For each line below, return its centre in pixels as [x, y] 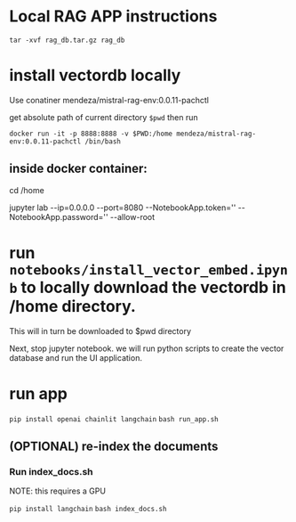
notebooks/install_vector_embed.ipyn [149, 269]
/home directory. [72, 306]
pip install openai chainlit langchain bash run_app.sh [114, 419]
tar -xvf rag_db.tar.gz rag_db [67, 40]
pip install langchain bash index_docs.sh [88, 510]
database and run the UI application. [76, 357]
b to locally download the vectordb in [148, 287]
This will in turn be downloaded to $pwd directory [100, 330]
